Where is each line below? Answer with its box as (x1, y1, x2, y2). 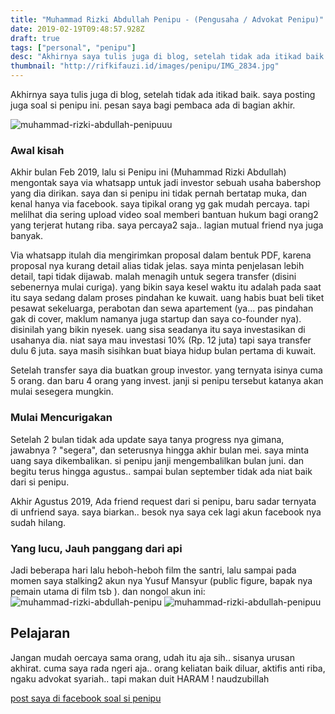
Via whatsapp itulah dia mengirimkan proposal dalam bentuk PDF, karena (10, 249, 312, 261)
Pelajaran (10, 625, 71, 642)
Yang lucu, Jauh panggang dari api (10, 541, 183, 555)
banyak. (10, 230, 44, 242)
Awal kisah (10, 143, 65, 157)
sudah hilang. (10, 516, 67, 528)
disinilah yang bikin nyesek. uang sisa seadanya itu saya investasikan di (10, 324, 306, 336)
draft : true (10, 33, 60, 43)
